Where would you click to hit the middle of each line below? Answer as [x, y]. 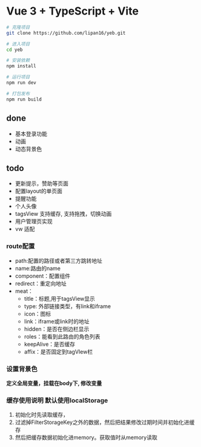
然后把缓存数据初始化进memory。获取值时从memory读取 [86, 437]
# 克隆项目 [18, 27]
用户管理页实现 [34, 221]
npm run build [24, 99]
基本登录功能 [31, 133]
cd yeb [15, 50]
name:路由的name [38, 268]
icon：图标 [38, 314]
